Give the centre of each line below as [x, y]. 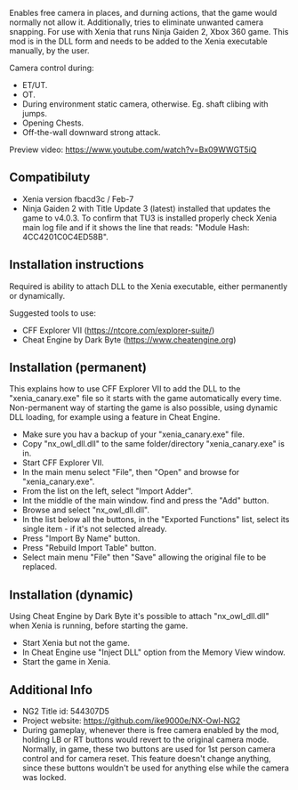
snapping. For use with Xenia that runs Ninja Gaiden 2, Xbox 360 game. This [149, 32]
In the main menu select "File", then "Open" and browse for [131, 472]
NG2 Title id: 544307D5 [65, 712]
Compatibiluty [50, 177]
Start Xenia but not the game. [76, 643]
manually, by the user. [49, 51]
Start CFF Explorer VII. [63, 463]
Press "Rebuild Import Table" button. [89, 548]
